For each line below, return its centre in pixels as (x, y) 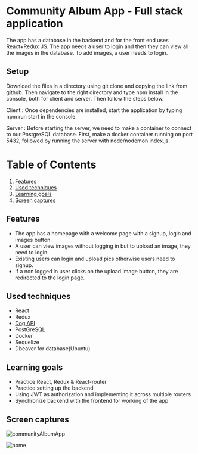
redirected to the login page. (50, 278)
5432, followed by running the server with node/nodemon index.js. (88, 141)
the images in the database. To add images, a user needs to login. (87, 52)
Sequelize (27, 342)
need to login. (32, 252)
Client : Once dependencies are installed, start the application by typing (94, 110)
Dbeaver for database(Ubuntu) (52, 349)
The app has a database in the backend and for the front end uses (87, 40)
